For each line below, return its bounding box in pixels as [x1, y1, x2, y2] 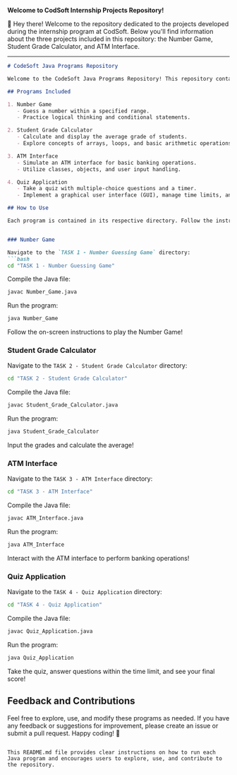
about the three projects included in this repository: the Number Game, [7, 35, 213, 43]
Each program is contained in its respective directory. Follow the [7, 217, 213, 224]
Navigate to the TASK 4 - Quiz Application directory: [7, 588, 162, 596]
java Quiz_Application [7, 654, 74, 662]
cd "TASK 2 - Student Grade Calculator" [7, 375, 128, 383]
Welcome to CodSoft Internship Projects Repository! [7, 6, 164, 14]
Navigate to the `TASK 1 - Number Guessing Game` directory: [7, 249, 191, 256]
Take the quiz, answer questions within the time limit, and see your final [7, 667, 215, 675]
